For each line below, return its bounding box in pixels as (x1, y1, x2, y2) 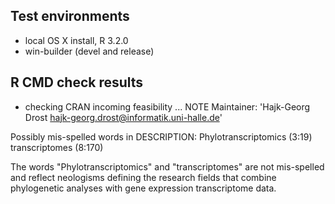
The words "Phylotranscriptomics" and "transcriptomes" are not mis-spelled (10, 160, 325, 173)
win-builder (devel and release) (24, 45, 155, 57)
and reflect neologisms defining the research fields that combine (10, 171, 277, 183)
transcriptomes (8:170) (10, 141, 104, 153)
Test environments (10, 8, 130, 25)
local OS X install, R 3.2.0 (24, 34, 129, 46)
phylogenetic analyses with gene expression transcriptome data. (10, 182, 277, 194)
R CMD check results (10, 74, 144, 91)
